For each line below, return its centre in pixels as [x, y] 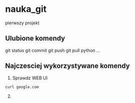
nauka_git [26, 9]
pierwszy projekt [22, 23]
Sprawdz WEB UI [30, 78]
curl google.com [22, 87]
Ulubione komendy [35, 38]
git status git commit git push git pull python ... [53, 50]
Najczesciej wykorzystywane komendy [67, 66]
